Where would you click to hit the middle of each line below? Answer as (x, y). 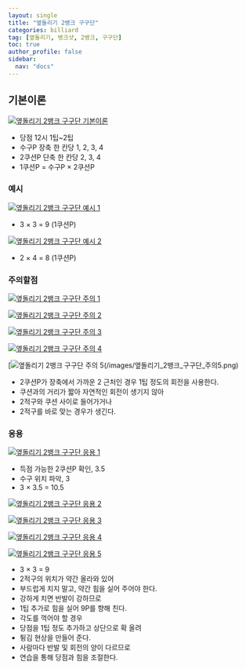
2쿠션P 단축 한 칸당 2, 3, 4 (60, 157)
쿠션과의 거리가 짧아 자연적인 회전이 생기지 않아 (92, 392)
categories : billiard (43, 30)
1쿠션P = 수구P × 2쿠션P (57, 166)
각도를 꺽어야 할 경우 (51, 618)
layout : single (33, 15)
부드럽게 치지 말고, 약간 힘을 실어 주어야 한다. (89, 589)
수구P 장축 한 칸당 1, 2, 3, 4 (62, 147)
